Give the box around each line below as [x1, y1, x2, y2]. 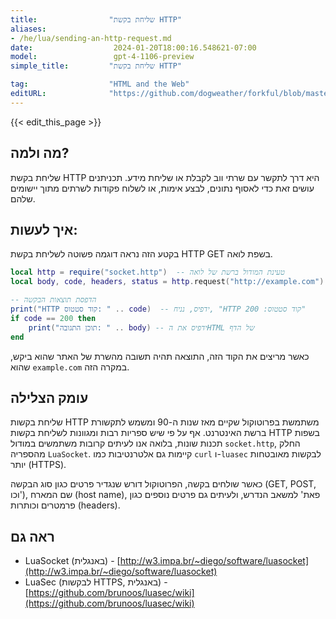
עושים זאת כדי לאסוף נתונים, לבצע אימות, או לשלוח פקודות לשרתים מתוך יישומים [10, 182, 315, 194]
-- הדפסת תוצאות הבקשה [10, 295, 97, 305]
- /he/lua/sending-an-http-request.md [10, 33, 172, 43]
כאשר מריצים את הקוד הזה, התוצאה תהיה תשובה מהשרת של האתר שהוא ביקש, [10, 350, 310, 362]
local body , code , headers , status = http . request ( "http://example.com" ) [10, 277, 325, 287]
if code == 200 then [10, 313, 97, 323]
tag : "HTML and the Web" [10, 79, 190, 90]
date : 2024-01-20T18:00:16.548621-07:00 [10, 42, 257, 53]
